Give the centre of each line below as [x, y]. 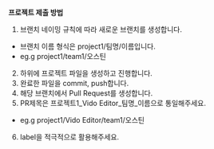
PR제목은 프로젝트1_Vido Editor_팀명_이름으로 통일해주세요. [113, 103]
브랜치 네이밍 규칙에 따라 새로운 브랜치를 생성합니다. [101, 29]
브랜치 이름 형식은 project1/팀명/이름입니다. [87, 46]
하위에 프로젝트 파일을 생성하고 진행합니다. [86, 73]
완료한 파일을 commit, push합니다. [74, 83]
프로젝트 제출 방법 [36, 12]
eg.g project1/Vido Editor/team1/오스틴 [82, 120]
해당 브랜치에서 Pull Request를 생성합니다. [86, 93]
